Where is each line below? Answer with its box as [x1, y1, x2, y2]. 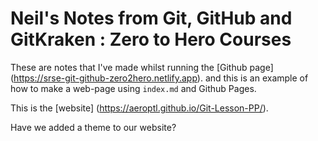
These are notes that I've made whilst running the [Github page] [10, 61, 274, 73]
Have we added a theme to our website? [10, 121, 177, 133]
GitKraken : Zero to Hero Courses [10, 28, 292, 51]
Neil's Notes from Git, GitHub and [10, 7, 293, 30]
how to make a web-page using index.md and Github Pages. [10, 82, 257, 94]
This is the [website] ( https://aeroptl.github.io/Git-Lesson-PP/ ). [10, 102, 269, 114]
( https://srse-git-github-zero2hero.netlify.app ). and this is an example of [10, 72, 309, 84]
